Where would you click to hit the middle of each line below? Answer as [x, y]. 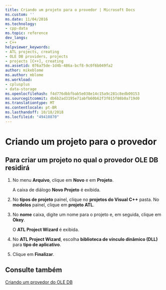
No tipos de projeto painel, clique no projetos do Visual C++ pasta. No [86, 199]
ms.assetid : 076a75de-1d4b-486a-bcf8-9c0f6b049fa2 [59, 66]
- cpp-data [16, 29]
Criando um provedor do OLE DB [39, 282]
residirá [17, 168]
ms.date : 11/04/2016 [27, 19]
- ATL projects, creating [32, 52]
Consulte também [34, 270]
